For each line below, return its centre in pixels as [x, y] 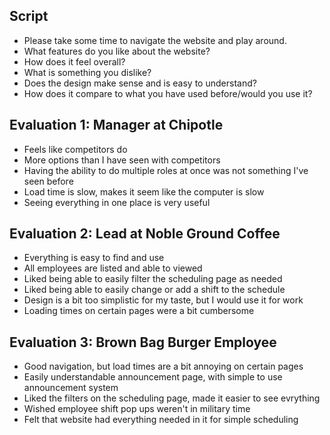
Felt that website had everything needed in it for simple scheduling [161, 420]
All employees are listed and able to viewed [113, 268]
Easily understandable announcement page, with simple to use [153, 377]
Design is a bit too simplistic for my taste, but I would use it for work [163, 300]
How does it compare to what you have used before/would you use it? [168, 93]
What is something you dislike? [87, 72]
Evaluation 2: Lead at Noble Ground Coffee [145, 234]
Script [29, 16]
